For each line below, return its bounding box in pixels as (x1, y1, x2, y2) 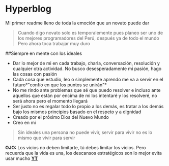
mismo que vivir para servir (17, 135, 75, 141)
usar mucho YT (5, 155, 38, 161)
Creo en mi (12, 119, 36, 125)
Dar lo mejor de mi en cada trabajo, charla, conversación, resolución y (12, 60, 160, 66)
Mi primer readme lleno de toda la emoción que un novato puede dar (5, 20, 150, 26)
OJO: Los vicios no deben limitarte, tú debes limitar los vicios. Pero (5, 144, 146, 150)
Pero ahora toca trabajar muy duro (17, 40, 90, 46)
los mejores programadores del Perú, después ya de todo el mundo (17, 35, 159, 41)
